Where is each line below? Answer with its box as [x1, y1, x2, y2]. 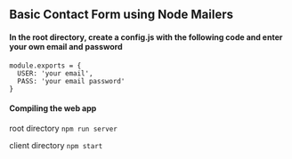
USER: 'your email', [17, 68, 93, 78]
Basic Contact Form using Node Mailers [9, 7, 234, 22]
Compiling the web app [9, 103, 97, 114]
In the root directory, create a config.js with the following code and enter [9, 31, 283, 43]
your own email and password [9, 41, 123, 52]
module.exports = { [9, 61, 82, 70]
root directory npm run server [9, 123, 118, 133]
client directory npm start [9, 139, 103, 150]
